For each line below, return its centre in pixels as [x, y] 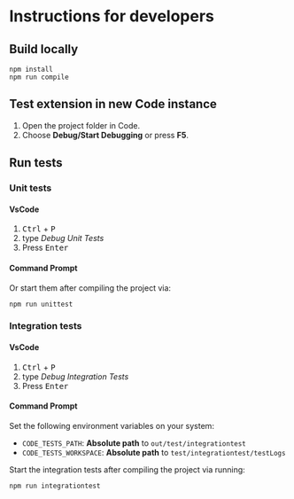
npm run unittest [41, 304]
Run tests [36, 163]
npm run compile [39, 77]
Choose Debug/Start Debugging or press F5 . [105, 135]
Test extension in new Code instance [113, 104]
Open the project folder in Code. [81, 125]
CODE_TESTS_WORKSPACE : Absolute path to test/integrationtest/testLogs [154, 452]
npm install [31, 69]
